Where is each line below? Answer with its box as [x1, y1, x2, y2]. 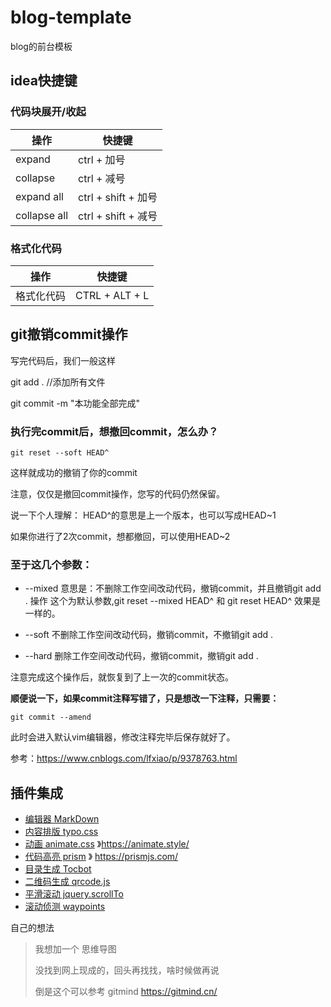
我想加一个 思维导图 [34, 943, 117, 955]
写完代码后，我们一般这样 [10, 354, 116, 366]
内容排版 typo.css [24, 826, 99, 838]
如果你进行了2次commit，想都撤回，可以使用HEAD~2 [10, 531, 231, 543]
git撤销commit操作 [10, 326, 128, 343]
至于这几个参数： [10, 557, 93, 571]
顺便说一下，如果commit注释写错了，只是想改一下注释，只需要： [10, 692, 280, 705]
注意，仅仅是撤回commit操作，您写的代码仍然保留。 [10, 488, 225, 500]
